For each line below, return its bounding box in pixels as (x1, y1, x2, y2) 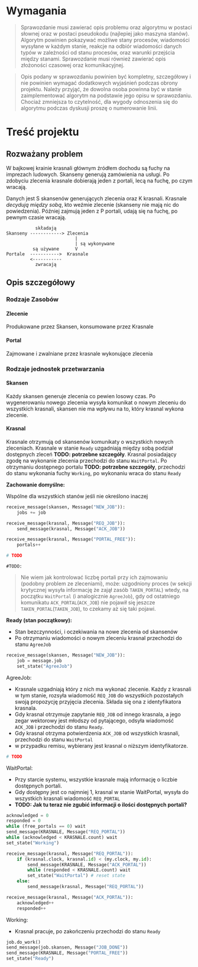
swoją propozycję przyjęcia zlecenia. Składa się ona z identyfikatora (14, 698, 181, 705)
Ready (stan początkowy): (6, 617, 72, 624)
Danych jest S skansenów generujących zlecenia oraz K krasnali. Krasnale (6, 194, 187, 202)
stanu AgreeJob (14, 641, 51, 648)
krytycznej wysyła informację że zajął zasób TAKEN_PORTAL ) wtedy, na (20, 587, 189, 594)
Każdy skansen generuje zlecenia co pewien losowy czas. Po (6, 392, 155, 399)
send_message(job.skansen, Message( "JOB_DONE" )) (6, 944, 128, 950)
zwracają (35, 261, 57, 267)
